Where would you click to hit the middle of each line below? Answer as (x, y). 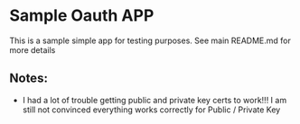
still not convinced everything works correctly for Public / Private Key (151, 110)
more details (33, 49)
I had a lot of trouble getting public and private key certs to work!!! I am (155, 100)
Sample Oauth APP (82, 16)
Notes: (28, 79)
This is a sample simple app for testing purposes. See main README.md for (150, 40)
